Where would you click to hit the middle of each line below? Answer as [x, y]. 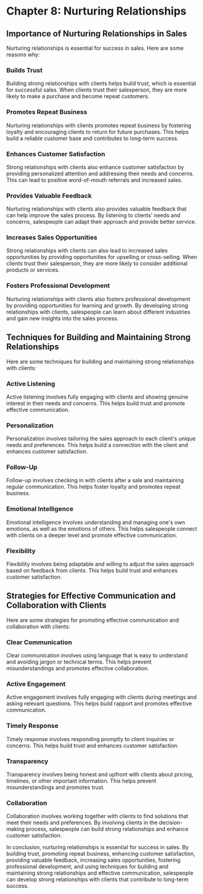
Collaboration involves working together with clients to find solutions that [98, 816]
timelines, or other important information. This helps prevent [81, 781]
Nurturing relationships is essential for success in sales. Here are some [95, 48]
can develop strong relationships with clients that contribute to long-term [98, 879]
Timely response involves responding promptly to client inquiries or [90, 739]
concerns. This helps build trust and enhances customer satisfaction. [93, 745]
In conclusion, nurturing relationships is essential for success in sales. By [98, 847]
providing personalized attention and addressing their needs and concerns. [100, 173]
